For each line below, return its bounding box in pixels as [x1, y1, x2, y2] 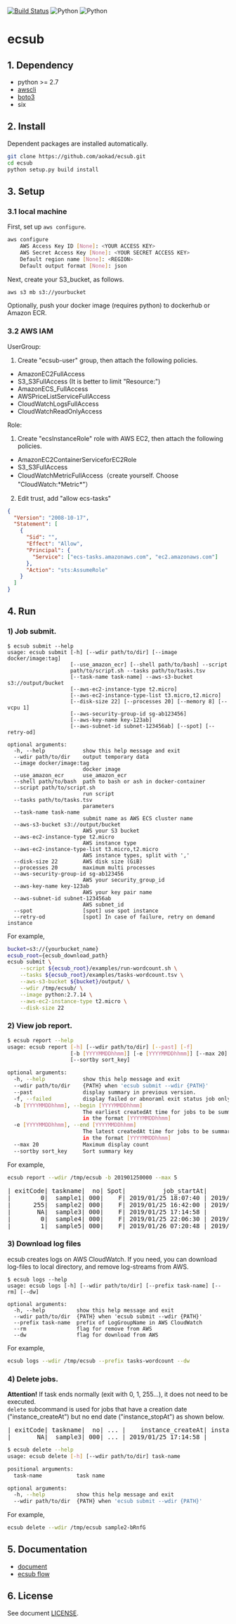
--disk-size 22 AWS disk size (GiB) [13, 858, 143, 865]
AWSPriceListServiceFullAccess [17, 392, 111, 400]
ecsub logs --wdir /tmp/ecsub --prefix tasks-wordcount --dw [7, 1357, 190, 1364]
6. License [7, 1590, 54, 1602]
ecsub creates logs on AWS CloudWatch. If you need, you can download [7, 1255, 218, 1263]
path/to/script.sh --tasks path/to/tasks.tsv [70, 667, 206, 674]
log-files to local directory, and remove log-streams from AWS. [7, 1262, 189, 1271]
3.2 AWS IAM [7, 326, 54, 336]
